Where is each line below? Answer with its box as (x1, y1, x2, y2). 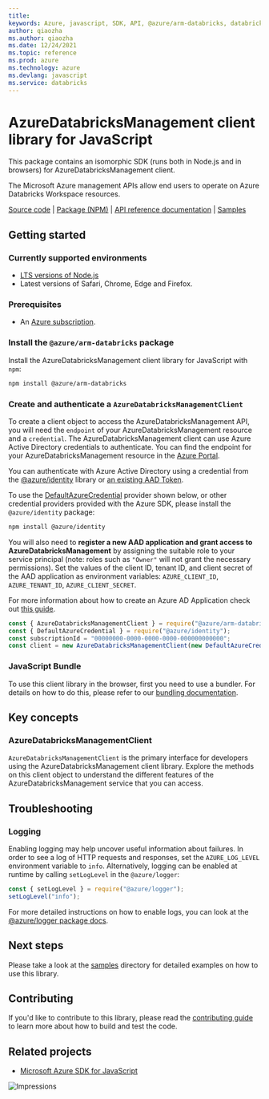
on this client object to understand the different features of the (8, 770, 215, 780)
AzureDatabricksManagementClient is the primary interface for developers (8, 753, 248, 762)
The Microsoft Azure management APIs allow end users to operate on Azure (8, 181, 260, 191)
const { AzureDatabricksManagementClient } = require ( (8, 619, 195, 628)
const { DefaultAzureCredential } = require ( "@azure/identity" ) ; (8, 627, 231, 635)
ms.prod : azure (8, 57, 59, 65)
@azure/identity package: (8, 507, 95, 517)
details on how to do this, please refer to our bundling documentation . (8, 687, 239, 697)
